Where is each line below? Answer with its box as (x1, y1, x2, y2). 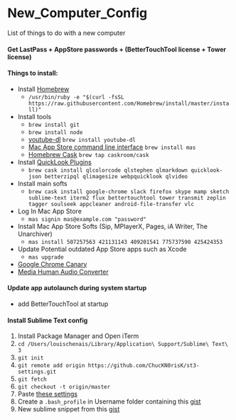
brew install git (28, 121, 80, 128)
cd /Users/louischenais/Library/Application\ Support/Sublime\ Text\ (17, 341, 229, 348)
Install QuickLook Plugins (17, 158, 92, 166)
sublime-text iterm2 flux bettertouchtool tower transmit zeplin (28, 194, 226, 201)
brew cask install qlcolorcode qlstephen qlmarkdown (28, 166, 188, 174)
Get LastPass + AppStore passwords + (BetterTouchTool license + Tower (7, 45, 226, 53)
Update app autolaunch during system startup (7, 284, 147, 292)
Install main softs (17, 179, 68, 188)
